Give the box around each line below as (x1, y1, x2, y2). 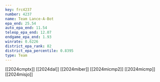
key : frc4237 (5, 7, 32, 12)
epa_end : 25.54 (5, 21, 36, 26)
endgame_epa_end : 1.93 (5, 35, 52, 40)
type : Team (5, 53, 28, 58)
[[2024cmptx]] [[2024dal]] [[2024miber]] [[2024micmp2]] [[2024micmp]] (5, 66, 156, 72)
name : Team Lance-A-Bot (5, 16, 54, 21)
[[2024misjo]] (5, 72, 33, 78)
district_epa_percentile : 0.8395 (5, 48, 74, 53)
